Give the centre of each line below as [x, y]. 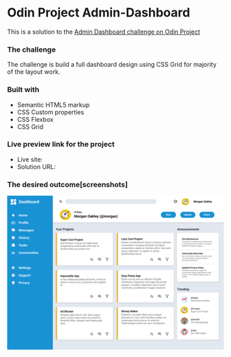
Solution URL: [36, 166]
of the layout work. [34, 72]
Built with [23, 89]
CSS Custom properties [51, 112]
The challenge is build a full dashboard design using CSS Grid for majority [112, 65]
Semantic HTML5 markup [53, 105]
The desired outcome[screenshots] [68, 184]
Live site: [30, 159]
